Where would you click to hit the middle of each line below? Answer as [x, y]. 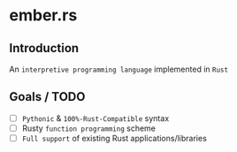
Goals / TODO [47, 97]
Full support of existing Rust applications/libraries [115, 138]
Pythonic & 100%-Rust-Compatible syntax [96, 118]
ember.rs [43, 15]
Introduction [44, 48]
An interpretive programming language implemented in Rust [119, 69]
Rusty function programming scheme [89, 128]
